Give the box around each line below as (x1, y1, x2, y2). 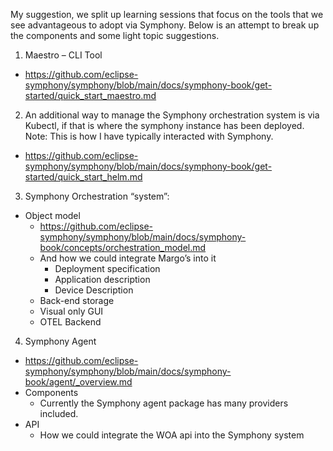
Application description (54, 274, 151, 285)
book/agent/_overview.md (24, 376, 133, 388)
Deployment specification (54, 263, 161, 274)
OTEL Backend (39, 316, 102, 328)
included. (39, 408, 79, 419)
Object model (24, 210, 81, 221)
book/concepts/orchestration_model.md (39, 242, 207, 253)
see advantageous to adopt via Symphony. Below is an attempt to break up (10, 19, 320, 31)
